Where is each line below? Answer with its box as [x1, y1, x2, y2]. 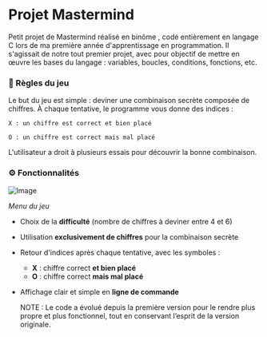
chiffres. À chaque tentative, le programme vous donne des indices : [8, 104, 234, 113]
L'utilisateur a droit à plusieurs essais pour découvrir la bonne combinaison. [8, 148, 257, 157]
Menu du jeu [8, 201, 50, 211]
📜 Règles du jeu [8, 77, 70, 89]
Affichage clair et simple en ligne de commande [19, 287, 180, 296]
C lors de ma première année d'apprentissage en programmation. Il [8, 40, 229, 50]
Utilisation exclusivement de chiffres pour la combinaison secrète [19, 232, 239, 241]
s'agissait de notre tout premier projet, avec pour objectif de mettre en [8, 49, 240, 58]
